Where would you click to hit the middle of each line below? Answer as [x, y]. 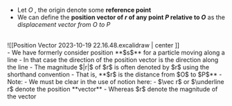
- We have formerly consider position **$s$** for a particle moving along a [116, 52]
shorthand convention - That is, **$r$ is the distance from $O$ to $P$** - [115, 74]
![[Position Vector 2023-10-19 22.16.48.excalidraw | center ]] [93, 45]
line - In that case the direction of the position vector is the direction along [113, 60]
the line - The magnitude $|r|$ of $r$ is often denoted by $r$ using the [108, 67]
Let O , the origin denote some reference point [84, 10]
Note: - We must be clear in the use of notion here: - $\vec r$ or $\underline [116, 82]
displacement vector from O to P [64, 24]
